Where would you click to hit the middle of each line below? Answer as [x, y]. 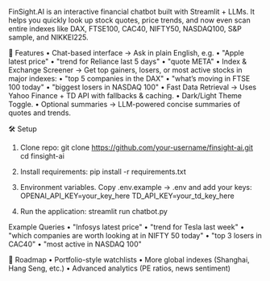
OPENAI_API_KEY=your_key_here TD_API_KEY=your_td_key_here [127, 196]
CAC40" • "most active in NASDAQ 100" [75, 244]
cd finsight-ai [42, 156]
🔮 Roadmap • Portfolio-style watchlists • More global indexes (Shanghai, [129, 260]
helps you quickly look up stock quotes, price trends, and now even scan [130, 20]
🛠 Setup [23, 129]
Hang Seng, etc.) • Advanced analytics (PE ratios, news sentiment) [120, 268]
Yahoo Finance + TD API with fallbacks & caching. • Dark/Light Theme [125, 95]
